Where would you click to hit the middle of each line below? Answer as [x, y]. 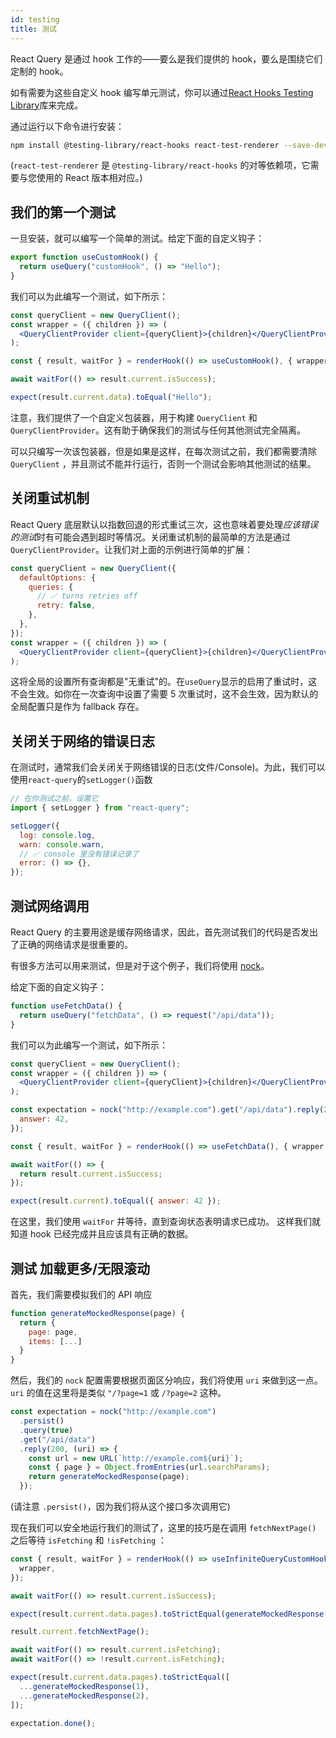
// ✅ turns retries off [87, 596]
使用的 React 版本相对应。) [89, 178]
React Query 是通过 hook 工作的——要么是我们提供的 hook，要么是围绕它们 [166, 58]
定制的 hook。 [39, 71]
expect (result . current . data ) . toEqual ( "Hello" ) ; [111, 397]
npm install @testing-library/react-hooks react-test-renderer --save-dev [169, 145]
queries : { [51, 587]
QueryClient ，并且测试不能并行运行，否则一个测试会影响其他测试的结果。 [163, 463]
